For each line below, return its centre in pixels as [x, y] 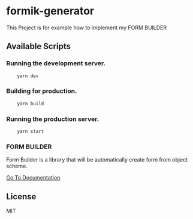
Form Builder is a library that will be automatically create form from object [97, 160]
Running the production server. [53, 119]
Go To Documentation [33, 178]
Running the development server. [56, 63]
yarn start [31, 131]
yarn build [31, 104]
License [21, 197]
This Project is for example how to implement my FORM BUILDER [87, 28]
